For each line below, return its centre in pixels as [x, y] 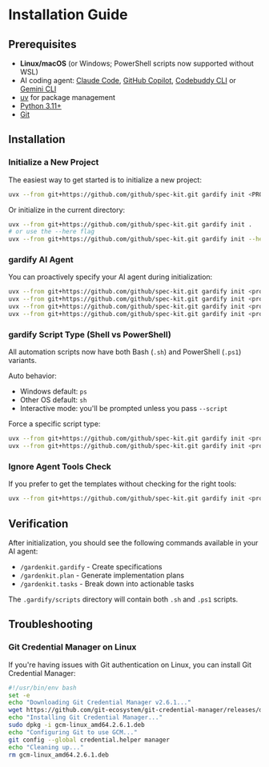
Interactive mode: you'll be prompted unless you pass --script [124, 409]
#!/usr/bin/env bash [43, 688]
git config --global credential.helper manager [89, 740]
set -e [19, 695]
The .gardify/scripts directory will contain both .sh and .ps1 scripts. [123, 599]
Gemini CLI [38, 89]
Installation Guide [68, 15]
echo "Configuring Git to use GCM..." [73, 732]
